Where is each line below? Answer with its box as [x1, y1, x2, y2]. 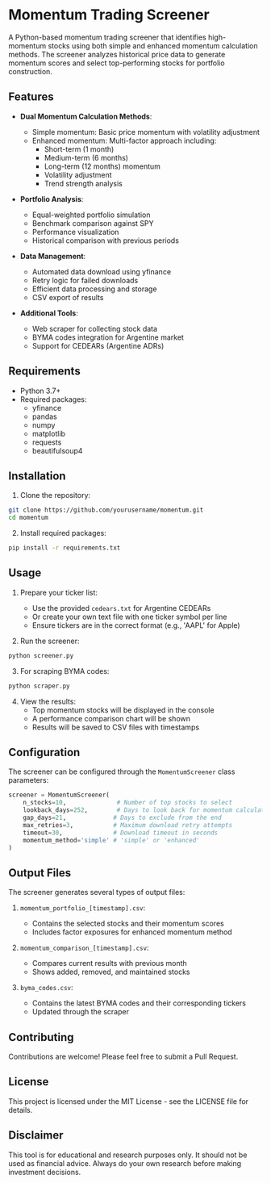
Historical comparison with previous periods [31, 236, 180, 245]
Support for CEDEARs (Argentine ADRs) [31, 341, 165, 350]
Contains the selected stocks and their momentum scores [31, 918, 224, 929]
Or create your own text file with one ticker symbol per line [31, 612, 227, 621]
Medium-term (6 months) [44, 153, 129, 162]
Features [8, 90, 54, 104]
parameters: [8, 775, 49, 785]
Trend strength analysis [44, 178, 123, 188]
